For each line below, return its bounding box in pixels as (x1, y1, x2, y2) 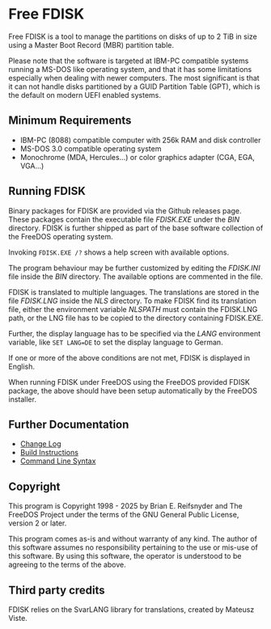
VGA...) (19, 161, 44, 171)
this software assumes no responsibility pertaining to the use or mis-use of (8, 542, 259, 552)
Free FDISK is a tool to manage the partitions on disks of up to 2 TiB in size (8, 32, 257, 41)
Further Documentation (8, 417, 129, 431)
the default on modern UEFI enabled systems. (8, 90, 162, 99)
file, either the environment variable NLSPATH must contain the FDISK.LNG (8, 304, 258, 314)
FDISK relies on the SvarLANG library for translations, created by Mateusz (8, 605, 255, 614)
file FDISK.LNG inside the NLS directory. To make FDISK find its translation (8, 296, 256, 306)
